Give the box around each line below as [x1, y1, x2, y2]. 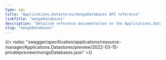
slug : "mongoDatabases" [5, 26, 54, 30]
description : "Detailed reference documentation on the [5, 21, 123, 26]
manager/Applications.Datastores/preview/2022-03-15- [5, 44, 119, 50]
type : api [5, 7, 26, 12]
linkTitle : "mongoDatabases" [5, 16, 65, 21]
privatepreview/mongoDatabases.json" [5, 50, 85, 56]
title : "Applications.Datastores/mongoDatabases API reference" [5, 12, 140, 17]
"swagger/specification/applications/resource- [26, 39, 122, 45]
